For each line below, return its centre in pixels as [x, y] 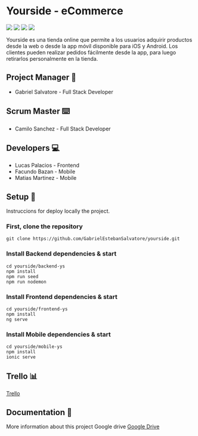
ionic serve [21, 357]
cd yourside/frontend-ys [37, 309]
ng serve [17, 320]
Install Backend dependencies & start [61, 254]
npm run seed [22, 276]
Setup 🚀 [21, 197]
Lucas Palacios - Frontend [47, 166]
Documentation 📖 [39, 412]
